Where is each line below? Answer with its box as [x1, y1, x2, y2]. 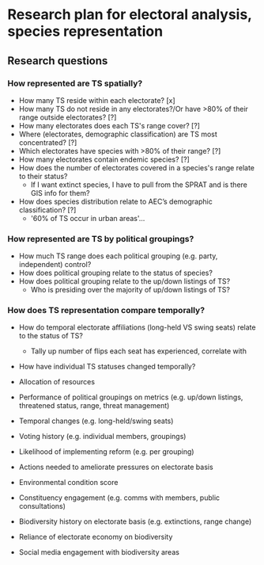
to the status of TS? [18, 331, 84, 341]
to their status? [18, 171, 68, 181]
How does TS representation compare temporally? [7, 305, 206, 316]
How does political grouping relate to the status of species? [18, 268, 213, 278]
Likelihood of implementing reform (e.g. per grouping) [18, 447, 194, 456]
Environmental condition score [18, 478, 119, 487]
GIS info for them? [30, 188, 90, 197]
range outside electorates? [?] [18, 113, 117, 122]
